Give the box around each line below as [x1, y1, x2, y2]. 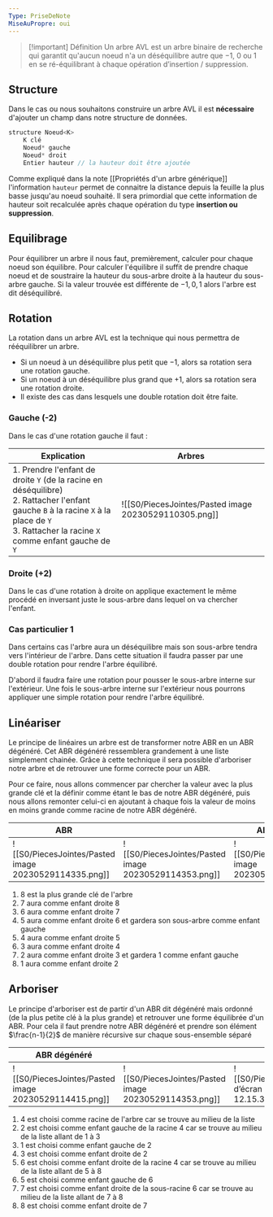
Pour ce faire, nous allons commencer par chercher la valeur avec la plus [8, 779, 253, 789]
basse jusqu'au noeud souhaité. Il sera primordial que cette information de [8, 190, 258, 200]
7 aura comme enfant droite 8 [19, 898, 120, 908]
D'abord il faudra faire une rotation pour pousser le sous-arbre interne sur [8, 675, 256, 685]
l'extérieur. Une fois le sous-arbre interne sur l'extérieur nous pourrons [8, 684, 245, 694]
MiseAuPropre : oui [8, 20, 71, 28]
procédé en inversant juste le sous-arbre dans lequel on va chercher [8, 595, 238, 604]
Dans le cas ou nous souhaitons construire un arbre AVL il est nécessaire [8, 104, 254, 114]
